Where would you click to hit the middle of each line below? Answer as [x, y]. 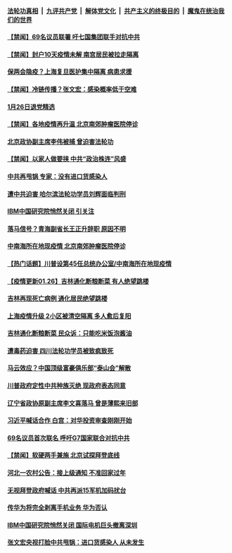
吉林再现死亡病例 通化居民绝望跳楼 [57, 299]
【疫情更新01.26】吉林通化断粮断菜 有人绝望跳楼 [78, 281]
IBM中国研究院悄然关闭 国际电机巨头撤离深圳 [72, 525]
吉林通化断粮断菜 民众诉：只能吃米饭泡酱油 [70, 333]
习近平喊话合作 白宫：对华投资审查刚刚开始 [70, 421]
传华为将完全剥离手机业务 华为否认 [57, 508]
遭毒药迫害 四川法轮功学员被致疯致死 [60, 350]
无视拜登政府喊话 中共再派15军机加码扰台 [67, 490]
